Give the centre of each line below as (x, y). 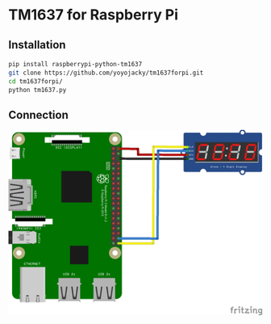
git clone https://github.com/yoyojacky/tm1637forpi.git (106, 73)
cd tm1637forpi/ (35, 81)
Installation (37, 45)
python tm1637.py (38, 90)
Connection (38, 115)
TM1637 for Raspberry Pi (94, 15)
